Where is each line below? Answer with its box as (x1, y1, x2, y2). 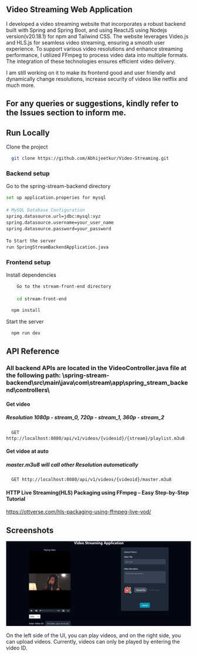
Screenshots (6, 525, 54, 535)
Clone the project (6, 143, 48, 150)
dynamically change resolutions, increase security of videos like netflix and (6, 75, 188, 82)
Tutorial (6, 495, 26, 502)
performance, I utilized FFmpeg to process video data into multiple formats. (6, 51, 189, 58)
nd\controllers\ (6, 386, 50, 394)
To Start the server (6, 238, 57, 244)
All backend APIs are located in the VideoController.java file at (6, 364, 186, 372)
